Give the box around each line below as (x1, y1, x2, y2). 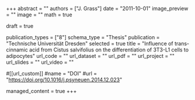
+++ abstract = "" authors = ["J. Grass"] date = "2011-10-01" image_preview (6, 5, 189, 12)
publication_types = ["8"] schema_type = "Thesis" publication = (6, 34, 160, 40)
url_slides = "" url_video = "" (6, 58, 74, 65)
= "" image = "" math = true (6, 11, 72, 18)
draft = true (6, 23, 34, 29)
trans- (174, 40, 190, 47)
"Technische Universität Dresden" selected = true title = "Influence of (6, 40, 173, 47)
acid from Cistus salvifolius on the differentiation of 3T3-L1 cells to (29, 46, 189, 53)
